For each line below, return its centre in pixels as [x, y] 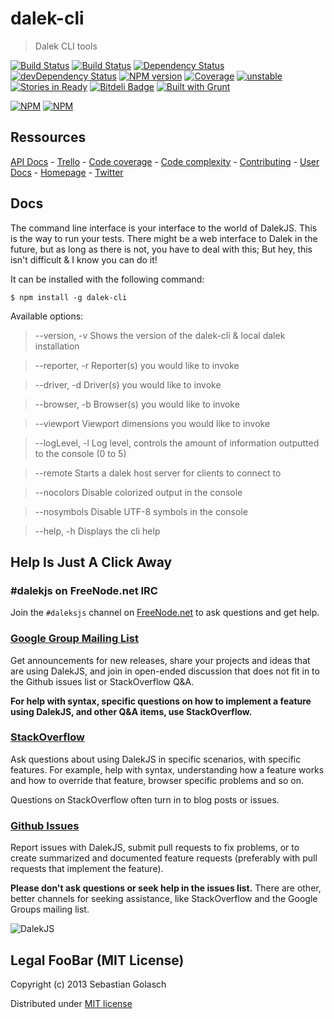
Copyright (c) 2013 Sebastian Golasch [88, 984]
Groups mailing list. [50, 909]
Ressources [48, 137]
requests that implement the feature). [87, 869]
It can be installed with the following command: [107, 279]
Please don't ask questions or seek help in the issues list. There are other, [166, 888]
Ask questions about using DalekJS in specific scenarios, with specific [156, 759]
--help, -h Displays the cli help [97, 531]
